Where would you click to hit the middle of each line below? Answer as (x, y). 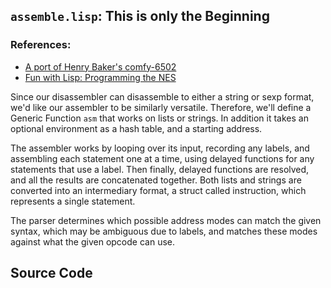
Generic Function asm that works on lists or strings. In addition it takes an (159, 118)
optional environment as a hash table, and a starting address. (136, 128)
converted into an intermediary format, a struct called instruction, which (158, 190)
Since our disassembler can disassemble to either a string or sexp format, (162, 96)
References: (41, 45)
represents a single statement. (73, 201)
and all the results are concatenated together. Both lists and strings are (156, 180)
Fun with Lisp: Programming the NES (100, 77)
